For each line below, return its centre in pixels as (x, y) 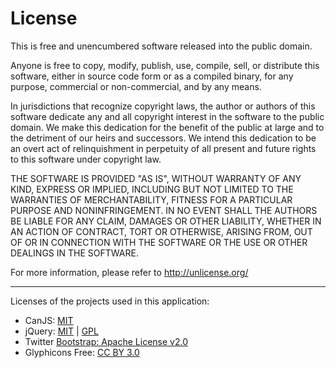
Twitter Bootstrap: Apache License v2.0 (106, 341)
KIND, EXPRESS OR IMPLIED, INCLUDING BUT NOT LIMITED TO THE (152, 189)
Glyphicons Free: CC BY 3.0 (82, 352)
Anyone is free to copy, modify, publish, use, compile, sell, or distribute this (165, 65)
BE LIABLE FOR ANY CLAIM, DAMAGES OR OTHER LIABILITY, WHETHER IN (166, 221)
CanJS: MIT (49, 320)
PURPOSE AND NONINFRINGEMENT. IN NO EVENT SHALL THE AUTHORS (164, 210)
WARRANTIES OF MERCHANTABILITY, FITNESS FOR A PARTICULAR (151, 199)
